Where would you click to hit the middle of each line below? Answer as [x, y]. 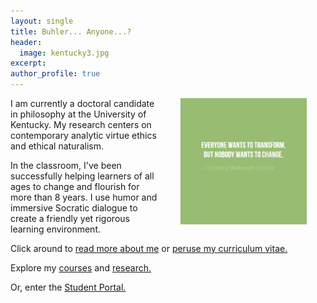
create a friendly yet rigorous [70, 218]
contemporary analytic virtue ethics [83, 135]
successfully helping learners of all [82, 176]
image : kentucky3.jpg [64, 53]
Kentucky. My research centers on [81, 124]
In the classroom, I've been [66, 165]
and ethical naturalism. [57, 146]
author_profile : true [55, 74]
